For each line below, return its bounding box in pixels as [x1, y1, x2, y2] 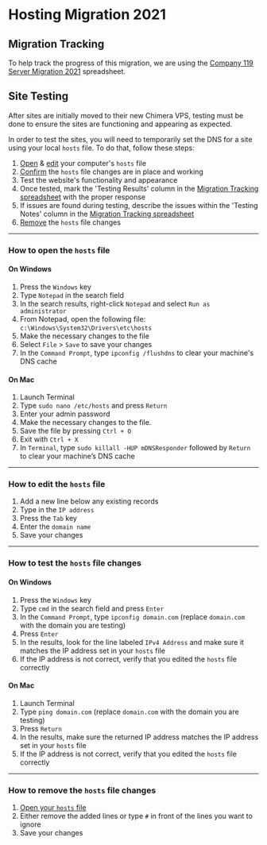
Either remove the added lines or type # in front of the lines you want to [19, 812, 253, 821]
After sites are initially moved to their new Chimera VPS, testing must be [8, 110, 244, 120]
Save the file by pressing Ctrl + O [19, 426, 132, 436]
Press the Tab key [19, 514, 78, 523]
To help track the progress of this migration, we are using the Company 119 [8, 58, 254, 68]
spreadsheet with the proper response [19, 192, 145, 202]
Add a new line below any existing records [19, 496, 159, 506]
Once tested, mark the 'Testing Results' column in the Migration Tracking [19, 183, 259, 193]
